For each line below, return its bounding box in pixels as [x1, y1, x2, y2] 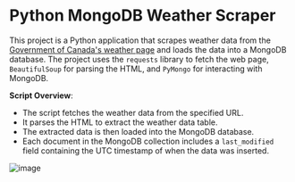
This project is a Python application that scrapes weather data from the [9, 35, 271, 45]
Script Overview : [9, 90, 73, 101]
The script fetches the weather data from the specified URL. [21, 107, 244, 118]
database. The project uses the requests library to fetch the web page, [9, 54, 270, 64]
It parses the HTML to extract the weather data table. [21, 117, 218, 128]
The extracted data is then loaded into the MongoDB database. [21, 126, 255, 136]
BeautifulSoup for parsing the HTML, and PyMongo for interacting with [9, 63, 263, 74]
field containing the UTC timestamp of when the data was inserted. [21, 145, 270, 156]
